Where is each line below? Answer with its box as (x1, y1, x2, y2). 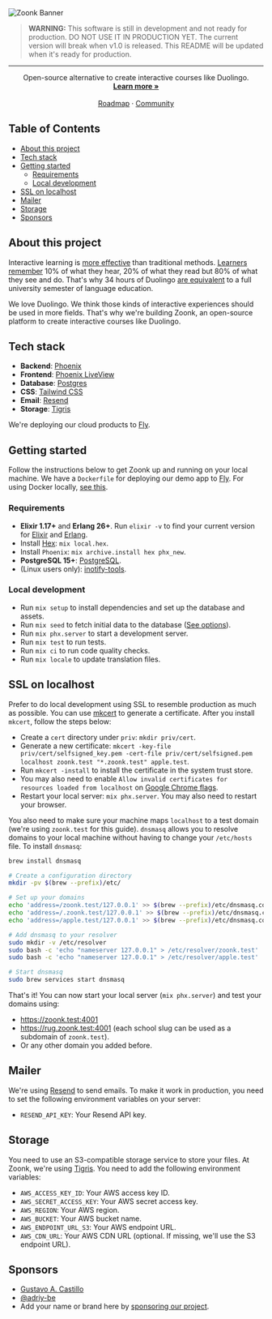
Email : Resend (19, 396, 69, 405)
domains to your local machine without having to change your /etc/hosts (8, 833, 253, 842)
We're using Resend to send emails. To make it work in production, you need (8, 1086, 265, 1095)
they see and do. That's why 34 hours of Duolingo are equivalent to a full (8, 275, 253, 285)
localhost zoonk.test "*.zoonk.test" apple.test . (19, 756, 190, 766)
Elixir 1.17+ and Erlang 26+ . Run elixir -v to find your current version (19, 520, 255, 530)
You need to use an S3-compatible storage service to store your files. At (8, 1154, 249, 1164)
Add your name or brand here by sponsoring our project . (19, 1301, 210, 1312)
